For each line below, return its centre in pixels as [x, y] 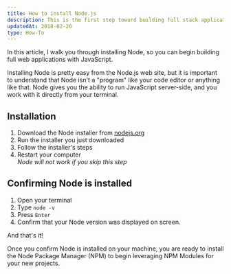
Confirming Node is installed [70, 184]
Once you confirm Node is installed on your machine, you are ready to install [115, 249]
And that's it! [25, 235]
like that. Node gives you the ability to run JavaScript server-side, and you [112, 87]
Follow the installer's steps [55, 148]
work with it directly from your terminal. [63, 95]
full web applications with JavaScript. [60, 60]
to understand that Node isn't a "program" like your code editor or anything [114, 80]
